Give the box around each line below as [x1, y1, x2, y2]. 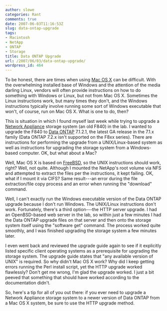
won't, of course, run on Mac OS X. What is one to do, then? [5, 108, 129, 115]
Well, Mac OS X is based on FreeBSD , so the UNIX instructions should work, [5, 160, 161, 166]
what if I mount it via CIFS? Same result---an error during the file [5, 176, 138, 182]
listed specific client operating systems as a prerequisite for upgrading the [5, 248, 158, 254]
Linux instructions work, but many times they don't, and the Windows [5, 98, 148, 104]
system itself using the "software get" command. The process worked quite [5, 223, 161, 229]
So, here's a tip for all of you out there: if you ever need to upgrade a [5, 290, 146, 296]
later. [5, 233, 16, 239]
